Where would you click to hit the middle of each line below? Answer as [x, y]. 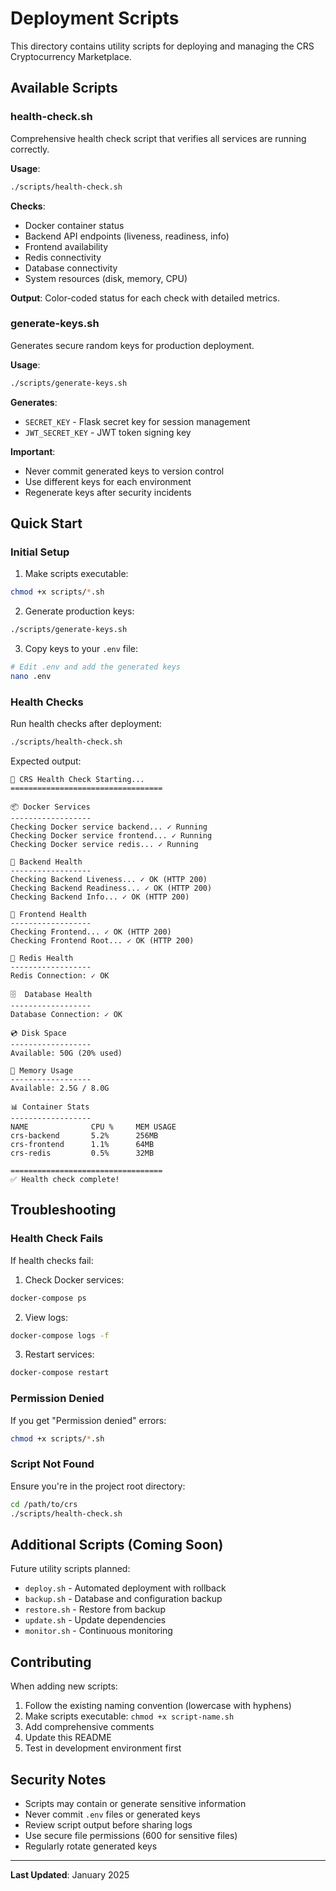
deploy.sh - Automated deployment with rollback [125, 1588]
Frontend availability [66, 246]
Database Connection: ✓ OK [66, 1015]
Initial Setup [40, 552]
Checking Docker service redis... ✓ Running [104, 845]
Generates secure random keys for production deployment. [132, 345]
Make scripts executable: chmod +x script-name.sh [129, 1716]
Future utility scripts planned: [70, 1569]
